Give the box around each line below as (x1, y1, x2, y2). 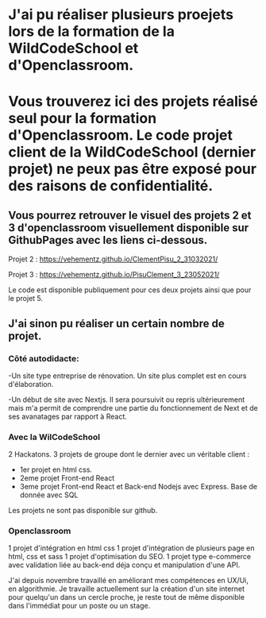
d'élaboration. (8, 379, 54, 388)
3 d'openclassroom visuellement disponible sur (8, 221, 249, 234)
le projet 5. (8, 294, 44, 303)
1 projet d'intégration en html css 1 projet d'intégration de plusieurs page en (8, 543, 256, 553)
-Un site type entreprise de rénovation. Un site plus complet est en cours (8, 371, 247, 380)
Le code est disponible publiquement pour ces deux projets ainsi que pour (8, 285, 252, 295)
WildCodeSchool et (8, 40, 139, 57)
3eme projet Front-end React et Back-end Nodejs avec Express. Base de (19, 482, 258, 492)
